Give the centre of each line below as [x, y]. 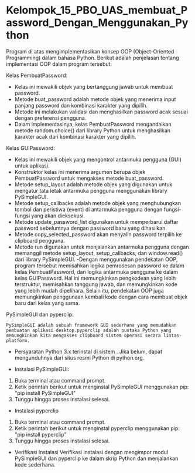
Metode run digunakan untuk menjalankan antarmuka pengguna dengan [102, 247]
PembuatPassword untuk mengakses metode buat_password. [89, 178]
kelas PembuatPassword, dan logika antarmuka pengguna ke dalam [96, 271]
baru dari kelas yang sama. [47, 303]
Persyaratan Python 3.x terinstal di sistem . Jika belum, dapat [88, 351]
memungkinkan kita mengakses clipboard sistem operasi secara [83, 336]
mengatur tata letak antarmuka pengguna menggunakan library [91, 190]
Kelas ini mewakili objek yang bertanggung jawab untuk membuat [94, 86]
